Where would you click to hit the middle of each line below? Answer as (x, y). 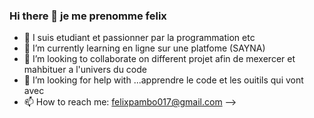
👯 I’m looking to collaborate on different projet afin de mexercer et (159, 59)
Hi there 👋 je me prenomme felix (88, 16)
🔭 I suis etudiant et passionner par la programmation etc (139, 38)
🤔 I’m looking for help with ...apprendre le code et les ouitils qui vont (163, 80)
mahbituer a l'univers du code (85, 70)
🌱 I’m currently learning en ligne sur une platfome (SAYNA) (144, 48)
